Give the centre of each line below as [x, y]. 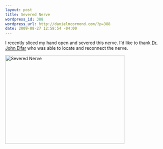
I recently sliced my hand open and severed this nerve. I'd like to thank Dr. [81, 43]
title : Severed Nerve [28, 15]
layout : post [19, 10]
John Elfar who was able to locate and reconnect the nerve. [67, 48]
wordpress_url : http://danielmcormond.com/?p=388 [58, 24]
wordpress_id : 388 [24, 19]
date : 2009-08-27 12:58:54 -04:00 [41, 29]
